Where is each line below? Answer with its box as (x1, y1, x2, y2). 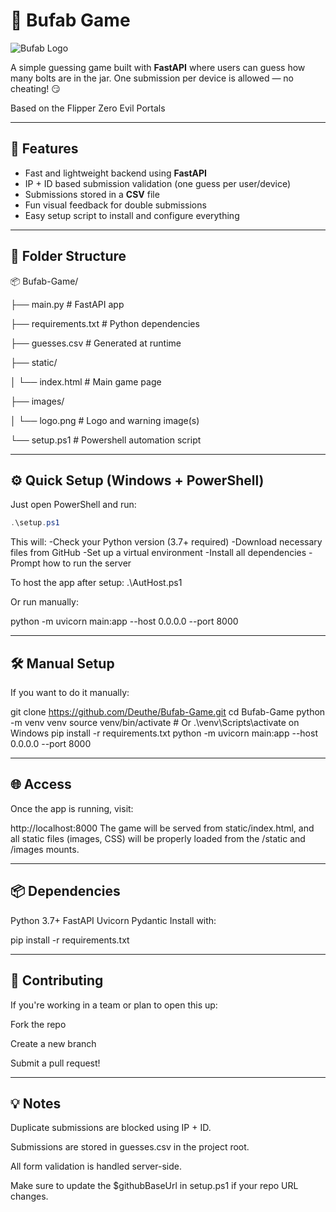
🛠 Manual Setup (10, 655, 115, 672)
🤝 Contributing (10, 972, 104, 989)
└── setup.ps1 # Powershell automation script (10, 434, 202, 446)
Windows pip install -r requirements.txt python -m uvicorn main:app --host (10, 727, 318, 739)
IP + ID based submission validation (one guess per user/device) (24, 177, 292, 189)
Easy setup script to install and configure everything (24, 209, 240, 221)
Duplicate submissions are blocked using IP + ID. (10, 1122, 212, 1134)
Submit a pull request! (10, 1057, 101, 1069)
